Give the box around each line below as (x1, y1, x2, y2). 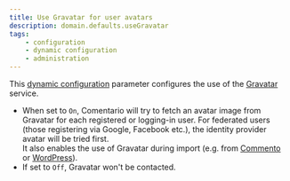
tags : (9, 29, 29, 38)
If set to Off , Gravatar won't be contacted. (21, 161, 176, 172)
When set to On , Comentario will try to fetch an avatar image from (21, 106, 262, 115)
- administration (25, 54, 90, 63)
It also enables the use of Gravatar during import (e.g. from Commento (21, 143, 281, 153)
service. (9, 88, 39, 98)
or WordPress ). (21, 153, 78, 162)
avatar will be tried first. (21, 134, 109, 144)
